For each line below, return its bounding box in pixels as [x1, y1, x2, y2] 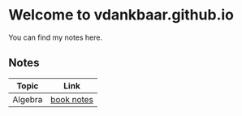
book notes [50, 93, 93, 105]
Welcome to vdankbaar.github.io [8, 6, 234, 24]
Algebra [12, 93, 43, 105]
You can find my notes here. [8, 32, 103, 42]
